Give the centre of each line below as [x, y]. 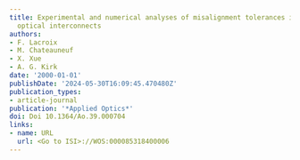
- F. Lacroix [33, 42]
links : [21, 125]
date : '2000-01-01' [46, 76]
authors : [25, 34]
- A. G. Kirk [33, 68]
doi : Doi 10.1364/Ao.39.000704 [67, 116]
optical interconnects [59, 26]
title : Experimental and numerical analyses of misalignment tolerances [147, 17]
